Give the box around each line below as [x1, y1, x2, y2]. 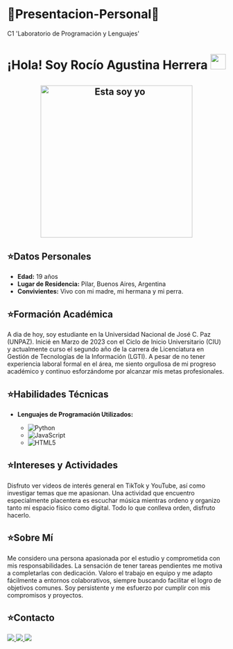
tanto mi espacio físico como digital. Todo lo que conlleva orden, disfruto [7, 504, 216, 512]
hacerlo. [7, 511, 31, 519]
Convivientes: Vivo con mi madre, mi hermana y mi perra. [17, 287, 184, 296]
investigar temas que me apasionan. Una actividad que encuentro [7, 488, 196, 497]
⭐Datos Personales [7, 250, 92, 262]
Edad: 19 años [17, 273, 58, 281]
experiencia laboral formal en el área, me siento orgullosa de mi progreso [7, 360, 216, 368]
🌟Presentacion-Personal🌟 [7, 6, 159, 22]
